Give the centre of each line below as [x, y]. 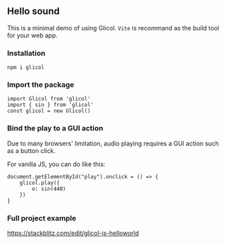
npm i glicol [26, 68]
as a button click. [31, 150]
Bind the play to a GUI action [55, 128]
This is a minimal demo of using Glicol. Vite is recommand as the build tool [113, 28]
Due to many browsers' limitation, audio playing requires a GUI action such [113, 143]
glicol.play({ [40, 183]
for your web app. [32, 35]
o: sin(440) [49, 189]
